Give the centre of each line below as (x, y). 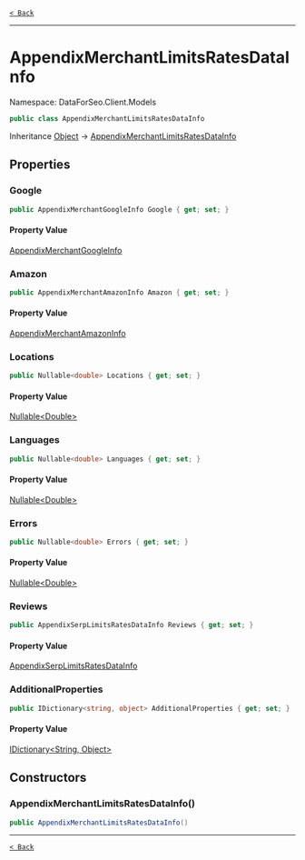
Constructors (48, 778)
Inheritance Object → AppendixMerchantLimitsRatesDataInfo (123, 135)
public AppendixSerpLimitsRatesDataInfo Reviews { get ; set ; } (132, 625)
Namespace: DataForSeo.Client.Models (83, 102)
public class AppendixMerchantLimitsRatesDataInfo (107, 118)
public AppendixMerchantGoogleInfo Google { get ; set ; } (119, 209)
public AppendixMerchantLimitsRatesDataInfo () (99, 823)
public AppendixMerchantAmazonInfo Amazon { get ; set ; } (119, 292)
